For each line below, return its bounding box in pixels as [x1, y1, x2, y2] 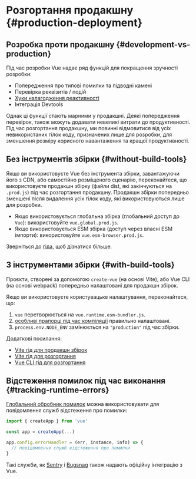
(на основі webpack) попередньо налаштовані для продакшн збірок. [6, 282, 178, 289]
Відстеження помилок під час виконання [6, 376, 166, 386]
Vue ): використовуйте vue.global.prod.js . [14, 219, 119, 226]
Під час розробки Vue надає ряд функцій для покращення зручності [6, 64, 178, 71]
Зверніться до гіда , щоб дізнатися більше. [6, 243, 112, 250]
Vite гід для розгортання [14, 352, 77, 359]
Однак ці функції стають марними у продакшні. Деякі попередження [6, 113, 180, 119]
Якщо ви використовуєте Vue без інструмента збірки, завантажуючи [6, 170, 180, 177]
